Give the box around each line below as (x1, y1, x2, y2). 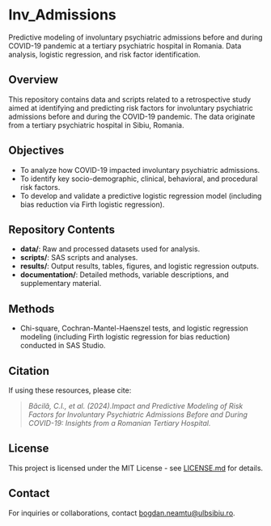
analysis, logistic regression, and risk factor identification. (8, 49, 201, 59)
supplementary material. (19, 279, 102, 288)
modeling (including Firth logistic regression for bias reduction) (19, 332, 231, 342)
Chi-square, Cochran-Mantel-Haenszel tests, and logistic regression (19, 323, 248, 333)
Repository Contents (8, 222, 116, 236)
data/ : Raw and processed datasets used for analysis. (19, 244, 201, 254)
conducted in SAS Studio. (19, 341, 106, 351)
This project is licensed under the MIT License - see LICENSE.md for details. (8, 463, 264, 473)
